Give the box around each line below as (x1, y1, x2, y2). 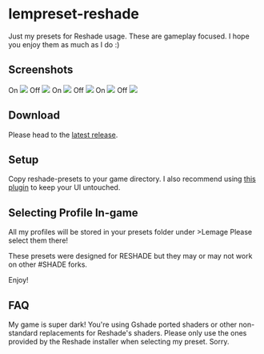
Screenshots (8, 63, 74, 77)
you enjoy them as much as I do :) (8, 39, 120, 49)
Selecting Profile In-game (8, 206, 138, 219)
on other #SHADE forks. (8, 259, 88, 269)
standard (8, 328, 38, 337)
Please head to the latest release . (8, 130, 118, 139)
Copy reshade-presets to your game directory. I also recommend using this (8, 174, 256, 184)
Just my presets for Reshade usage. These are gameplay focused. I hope (8, 31, 250, 41)
